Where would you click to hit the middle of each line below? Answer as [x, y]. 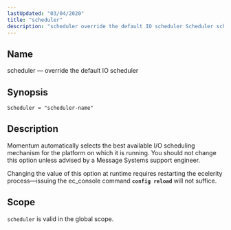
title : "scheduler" [35, 20]
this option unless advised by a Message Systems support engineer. [104, 160]
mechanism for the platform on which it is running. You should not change [112, 152]
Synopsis [27, 92]
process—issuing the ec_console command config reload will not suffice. [112, 181]
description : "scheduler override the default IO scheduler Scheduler [110, 26]
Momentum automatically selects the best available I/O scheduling [101, 146]
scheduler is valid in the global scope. [60, 219]
